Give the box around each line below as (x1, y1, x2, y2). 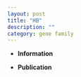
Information (17, 49, 54, 58)
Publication (17, 63, 52, 71)
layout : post (7, 10, 46, 18)
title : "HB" (7, 17, 42, 24)
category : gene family (7, 30, 74, 37)
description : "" (7, 23, 55, 30)
